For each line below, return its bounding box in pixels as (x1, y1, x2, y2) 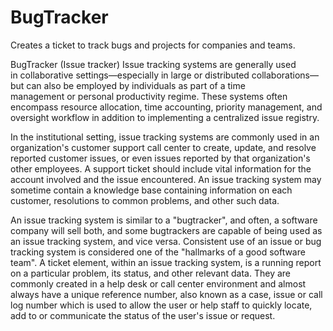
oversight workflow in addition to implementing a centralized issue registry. (10, 111, 320, 123)
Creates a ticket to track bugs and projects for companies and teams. (10, 39, 296, 51)
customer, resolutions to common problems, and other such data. (10, 194, 280, 206)
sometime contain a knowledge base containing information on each (10, 184, 293, 196)
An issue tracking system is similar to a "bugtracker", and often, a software (10, 214, 318, 226)
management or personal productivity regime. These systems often (10, 90, 288, 102)
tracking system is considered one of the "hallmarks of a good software (10, 246, 306, 258)
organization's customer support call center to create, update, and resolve (10, 141, 317, 153)
